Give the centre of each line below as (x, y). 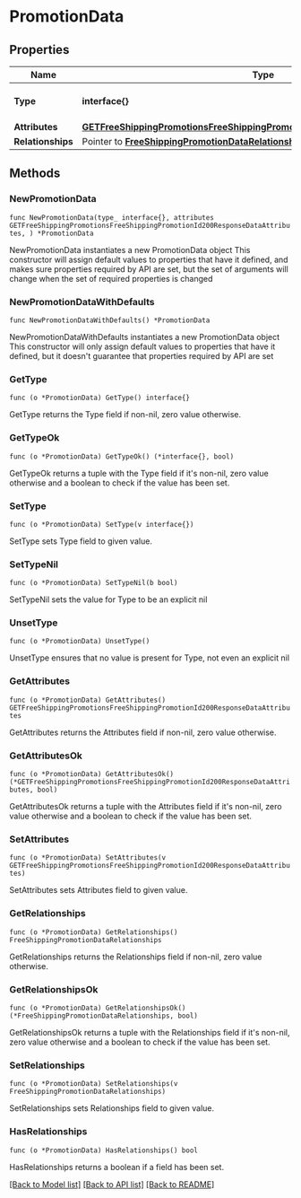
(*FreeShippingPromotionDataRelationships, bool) (104, 1016)
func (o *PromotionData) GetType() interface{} (100, 398)
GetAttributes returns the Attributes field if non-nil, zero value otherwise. (143, 732)
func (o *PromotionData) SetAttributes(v (88, 858)
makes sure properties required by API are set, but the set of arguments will (149, 269)
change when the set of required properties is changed (111, 278)
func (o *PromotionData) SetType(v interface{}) (102, 524)
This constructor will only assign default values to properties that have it (142, 346)
